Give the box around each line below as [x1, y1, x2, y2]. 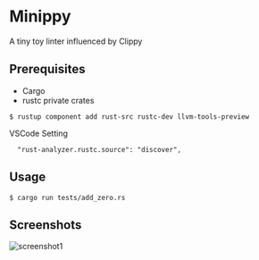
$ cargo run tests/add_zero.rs [9, 193, 126, 202]
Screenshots [9, 217, 82, 232]
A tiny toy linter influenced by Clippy [9, 36, 143, 46]
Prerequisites [9, 62, 86, 77]
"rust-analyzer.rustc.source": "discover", [17, 145, 181, 154]
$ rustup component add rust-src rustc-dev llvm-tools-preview [9, 112, 250, 122]
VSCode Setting [9, 128, 69, 138]
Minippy [9, 6, 71, 27]
